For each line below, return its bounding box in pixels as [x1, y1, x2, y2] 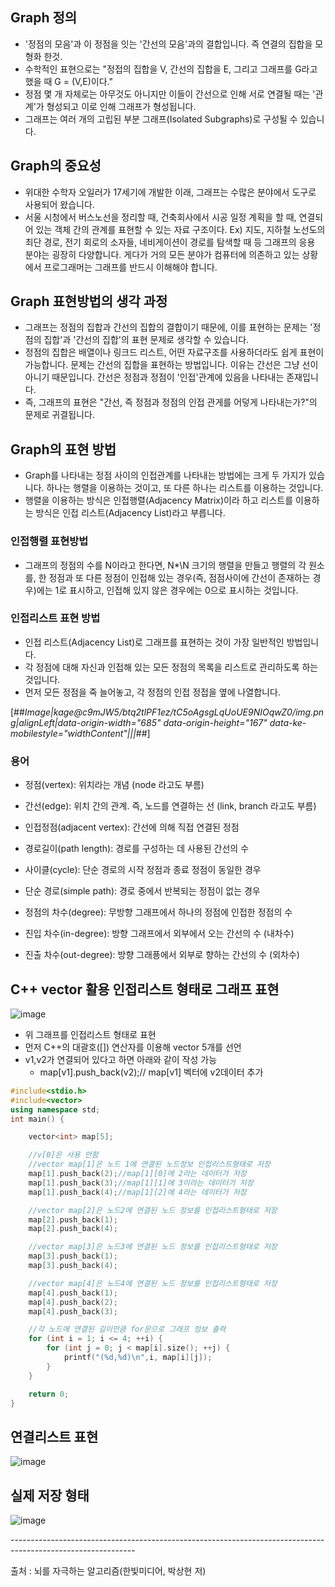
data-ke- [269, 716, 307, 728]
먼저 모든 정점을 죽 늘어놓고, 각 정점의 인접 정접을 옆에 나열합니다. [24, 686, 281, 698]
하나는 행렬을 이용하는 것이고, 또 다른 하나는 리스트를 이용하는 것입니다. [46, 482, 324, 494]
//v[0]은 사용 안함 [28, 1150, 99, 1160]
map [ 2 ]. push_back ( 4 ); [28, 1224, 118, 1234]
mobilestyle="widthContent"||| [10, 727, 137, 739]
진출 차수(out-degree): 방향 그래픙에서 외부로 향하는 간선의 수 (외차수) [24, 949, 300, 961]
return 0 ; [28, 1389, 70, 1399]
